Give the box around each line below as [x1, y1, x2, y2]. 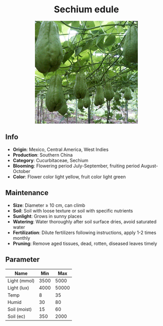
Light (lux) [7, 285, 29, 291]
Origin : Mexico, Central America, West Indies [12, 146, 109, 152]
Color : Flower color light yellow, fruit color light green [12, 174, 126, 180]
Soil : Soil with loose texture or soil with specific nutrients [12, 207, 133, 214]
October [12, 168, 31, 174]
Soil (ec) [7, 313, 26, 319]
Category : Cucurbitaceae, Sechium [12, 157, 88, 163]
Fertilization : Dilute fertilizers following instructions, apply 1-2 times [12, 229, 157, 236]
